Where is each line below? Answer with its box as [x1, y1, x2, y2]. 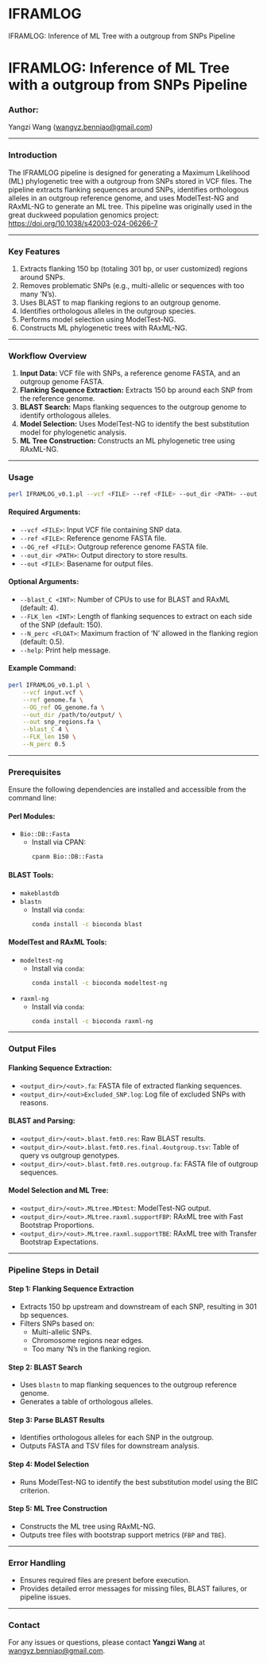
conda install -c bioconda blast [31, 920, 143, 928]
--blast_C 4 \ [22, 726, 69, 734]
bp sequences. [19, 1311, 69, 1320]
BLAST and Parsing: [8, 1116, 75, 1126]
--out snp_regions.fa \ [22, 718, 102, 726]
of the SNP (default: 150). [19, 620, 103, 629]
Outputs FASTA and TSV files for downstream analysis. [19, 1441, 200, 1451]
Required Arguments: [8, 507, 81, 517]
